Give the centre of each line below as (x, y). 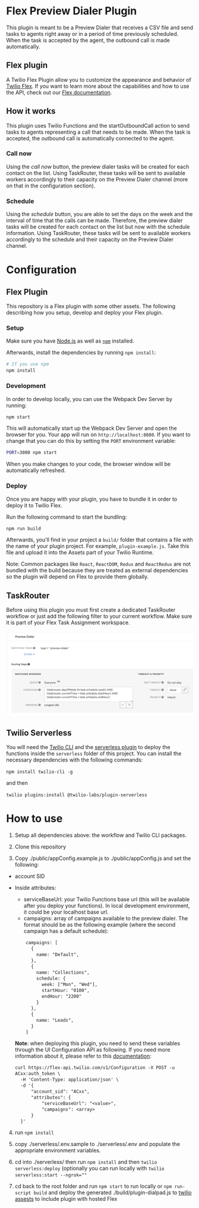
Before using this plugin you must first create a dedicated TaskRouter (91, 610)
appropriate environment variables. (58, 1150)
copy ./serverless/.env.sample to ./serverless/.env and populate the (97, 1144)
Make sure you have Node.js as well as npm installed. (70, 341)
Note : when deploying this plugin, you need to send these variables (97, 1043)
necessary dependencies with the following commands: (75, 760)
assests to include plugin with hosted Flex (66, 1198)
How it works (31, 111)
